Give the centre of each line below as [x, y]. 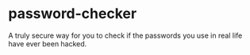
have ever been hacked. [48, 43]
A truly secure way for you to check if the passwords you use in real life [125, 35]
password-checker [73, 14]
